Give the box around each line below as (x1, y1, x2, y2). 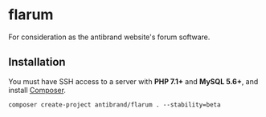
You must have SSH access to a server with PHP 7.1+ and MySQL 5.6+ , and (8, 76, 259, 86)
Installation (8, 55, 66, 69)
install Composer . (8, 85, 67, 95)
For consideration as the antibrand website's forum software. (8, 32, 211, 42)
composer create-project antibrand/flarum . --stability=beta (8, 100, 221, 109)
